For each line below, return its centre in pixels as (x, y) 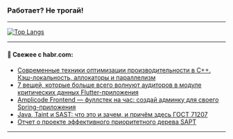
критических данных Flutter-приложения (78, 92)
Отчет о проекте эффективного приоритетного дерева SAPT (107, 122)
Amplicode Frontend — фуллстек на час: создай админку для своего (118, 99)
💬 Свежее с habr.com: (40, 54)
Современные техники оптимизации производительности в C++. (114, 70)
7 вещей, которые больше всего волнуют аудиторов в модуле (109, 85)
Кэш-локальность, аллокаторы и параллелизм (86, 77)
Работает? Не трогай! (45, 10)
